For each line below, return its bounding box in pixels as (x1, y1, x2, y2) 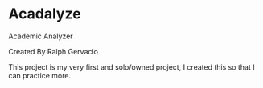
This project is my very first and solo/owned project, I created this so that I (8, 62, 255, 72)
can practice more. (8, 70, 71, 80)
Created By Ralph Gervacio (8, 46, 99, 56)
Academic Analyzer (8, 31, 74, 41)
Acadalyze (8, 5, 82, 23)
